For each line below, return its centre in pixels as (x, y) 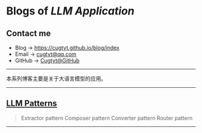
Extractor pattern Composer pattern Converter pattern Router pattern (107, 118)
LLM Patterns (32, 104)
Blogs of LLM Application (70, 11)
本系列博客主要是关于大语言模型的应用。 (56, 79)
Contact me (29, 33)
